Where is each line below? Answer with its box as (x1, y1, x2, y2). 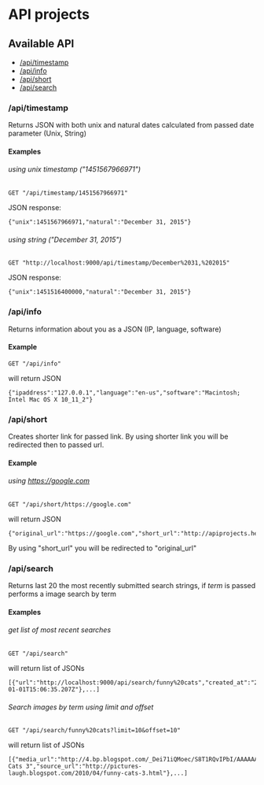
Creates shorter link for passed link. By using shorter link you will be (8, 431, 229, 442)
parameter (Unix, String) (8, 128, 87, 139)
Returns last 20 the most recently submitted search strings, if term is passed (8, 581, 256, 591)
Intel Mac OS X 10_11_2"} (8, 395, 93, 403)
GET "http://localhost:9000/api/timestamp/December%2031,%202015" (8, 259, 230, 267)
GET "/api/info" (8, 360, 61, 368)
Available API (8, 37, 75, 50)
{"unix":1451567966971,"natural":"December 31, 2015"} (8, 218, 192, 226)
